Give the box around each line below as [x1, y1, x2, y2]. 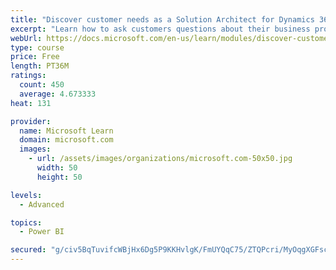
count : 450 [19, 80, 65, 90]
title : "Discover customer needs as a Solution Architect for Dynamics [10, 14, 315, 25]
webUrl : [10, 33, 43, 43]
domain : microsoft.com [19, 135, 114, 145]
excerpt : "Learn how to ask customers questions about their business [10, 24, 311, 34]
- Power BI [19, 227, 65, 237]
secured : [10, 245, 47, 255]
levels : [10, 190, 43, 200]
